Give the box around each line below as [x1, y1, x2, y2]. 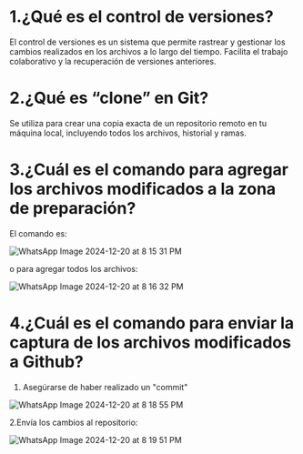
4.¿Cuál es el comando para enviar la [9, 313, 295, 333]
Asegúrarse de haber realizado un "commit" [22, 381, 188, 392]
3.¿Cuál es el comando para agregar [9, 159, 289, 180]
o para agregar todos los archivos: [9, 263, 138, 274]
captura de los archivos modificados [9, 332, 291, 352]
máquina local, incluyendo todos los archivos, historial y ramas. [9, 127, 247, 138]
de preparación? [9, 198, 136, 219]
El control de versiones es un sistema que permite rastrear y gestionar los [9, 36, 286, 47]
